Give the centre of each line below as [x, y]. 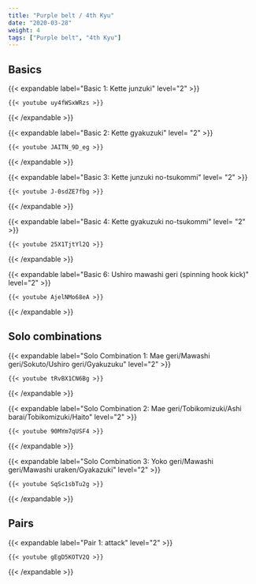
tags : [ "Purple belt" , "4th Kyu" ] [65, 37]
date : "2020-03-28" [40, 23]
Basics [25, 69]
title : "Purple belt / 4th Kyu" [61, 15]
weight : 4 [24, 30]
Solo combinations [55, 337]
